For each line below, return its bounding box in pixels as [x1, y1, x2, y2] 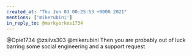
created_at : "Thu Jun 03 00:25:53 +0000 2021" [6, 8, 127, 15]
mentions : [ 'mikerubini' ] [6, 14, 72, 20]
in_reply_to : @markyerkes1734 [6, 20, 84, 26]
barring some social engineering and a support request [6, 43, 146, 50]
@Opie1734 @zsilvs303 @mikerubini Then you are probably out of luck [6, 37, 186, 44]
